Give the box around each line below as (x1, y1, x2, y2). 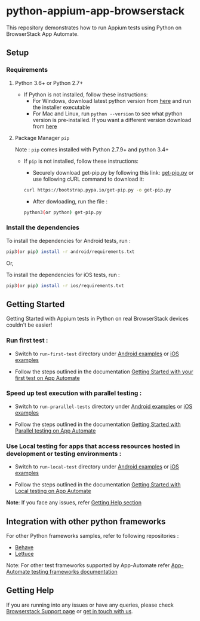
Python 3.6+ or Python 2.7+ (14, 79, 84, 86)
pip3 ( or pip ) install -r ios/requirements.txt (6, 282, 124, 288)
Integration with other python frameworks (6, 516, 166, 526)
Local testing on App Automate (14, 488, 91, 495)
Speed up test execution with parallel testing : (6, 389, 142, 397)
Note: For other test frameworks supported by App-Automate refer (6, 561, 170, 569)
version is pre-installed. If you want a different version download (32, 116, 192, 123)
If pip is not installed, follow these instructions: (23, 157, 139, 165)
